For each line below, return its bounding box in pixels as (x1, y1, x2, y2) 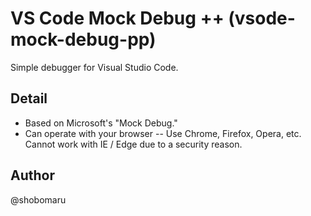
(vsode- (228, 7, 296, 30)
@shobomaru (10, 193, 67, 206)
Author (10, 167, 55, 184)
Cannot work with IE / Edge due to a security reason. (24, 138, 243, 150)
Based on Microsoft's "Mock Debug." (24, 117, 178, 129)
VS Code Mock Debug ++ (10, 7, 225, 30)
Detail (10, 90, 48, 107)
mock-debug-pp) (10, 28, 157, 51)
